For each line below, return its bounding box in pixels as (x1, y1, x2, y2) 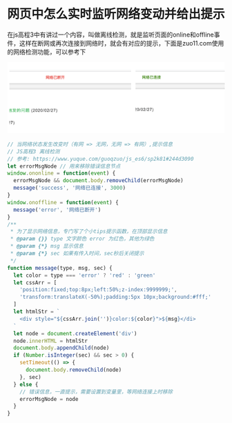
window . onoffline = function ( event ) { (7, 199, 119, 206)
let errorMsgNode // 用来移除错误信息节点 (7, 163, 121, 170)
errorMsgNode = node (19, 395, 79, 402)
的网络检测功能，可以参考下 (7, 48, 86, 56)
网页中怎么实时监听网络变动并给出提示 (7, 6, 226, 22)
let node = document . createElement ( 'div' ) (13, 330, 137, 337)
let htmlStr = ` (13, 308, 60, 315)
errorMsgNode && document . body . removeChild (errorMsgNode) (13, 177, 184, 184)
